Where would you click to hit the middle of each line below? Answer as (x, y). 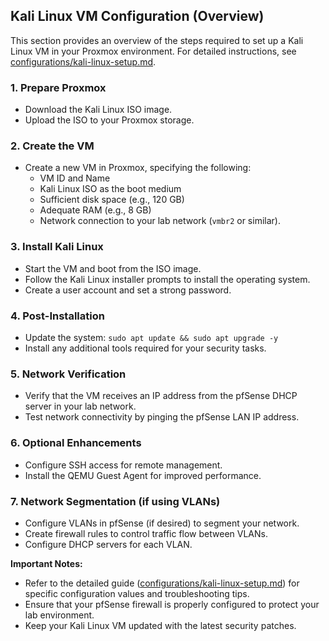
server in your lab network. (80, 406)
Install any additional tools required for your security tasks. (145, 348)
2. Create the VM (52, 146)
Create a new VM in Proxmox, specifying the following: (138, 168)
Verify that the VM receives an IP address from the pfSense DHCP (161, 396)
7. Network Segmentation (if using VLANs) (115, 501)
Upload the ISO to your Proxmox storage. (109, 120)
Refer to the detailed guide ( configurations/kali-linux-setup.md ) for (162, 583)
